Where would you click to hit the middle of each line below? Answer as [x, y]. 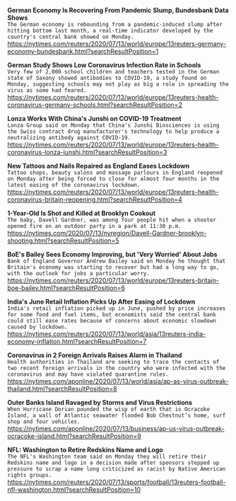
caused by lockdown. [38, 327]
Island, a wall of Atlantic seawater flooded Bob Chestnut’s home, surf [117, 415]
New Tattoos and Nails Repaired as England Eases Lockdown [98, 166]
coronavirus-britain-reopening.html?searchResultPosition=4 [95, 200]
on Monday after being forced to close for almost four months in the [113, 179]
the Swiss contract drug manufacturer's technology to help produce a [113, 132]
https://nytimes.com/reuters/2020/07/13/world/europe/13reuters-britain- [113, 280]
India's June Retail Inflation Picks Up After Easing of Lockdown [101, 301]
